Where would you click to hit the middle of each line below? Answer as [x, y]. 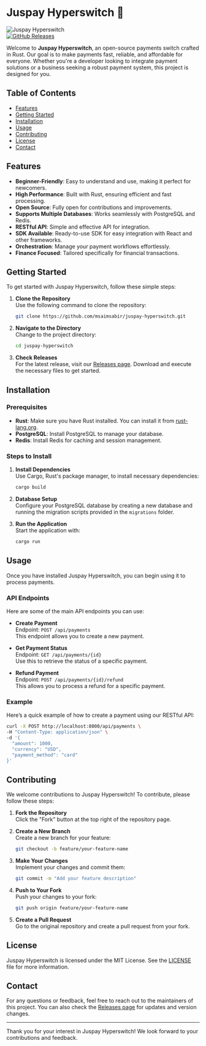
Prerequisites [27, 407]
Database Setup [36, 498]
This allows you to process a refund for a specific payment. [90, 685]
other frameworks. [39, 240]
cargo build [30, 487]
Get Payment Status [41, 648]
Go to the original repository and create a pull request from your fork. [102, 926]
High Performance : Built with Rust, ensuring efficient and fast [93, 194]
